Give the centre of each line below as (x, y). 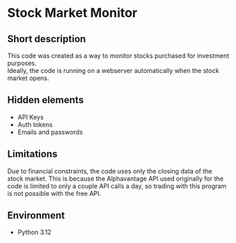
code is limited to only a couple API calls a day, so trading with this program (117, 186)
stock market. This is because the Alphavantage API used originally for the (116, 178)
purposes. (22, 63)
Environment (36, 216)
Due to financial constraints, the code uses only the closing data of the (110, 171)
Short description (47, 39)
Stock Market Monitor (73, 13)
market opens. (28, 78)
